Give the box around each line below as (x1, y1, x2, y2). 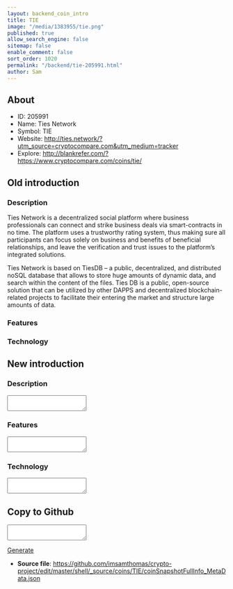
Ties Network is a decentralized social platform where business (7, 213, 189, 222)
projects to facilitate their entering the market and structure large (29, 293, 214, 301)
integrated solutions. (7, 251, 66, 258)
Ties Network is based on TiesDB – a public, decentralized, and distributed (7, 264, 221, 272)
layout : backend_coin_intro (7, 10, 89, 17)
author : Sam (7, 68, 42, 75)
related (7, 293, 28, 301)
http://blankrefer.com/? (42, 149, 109, 158)
